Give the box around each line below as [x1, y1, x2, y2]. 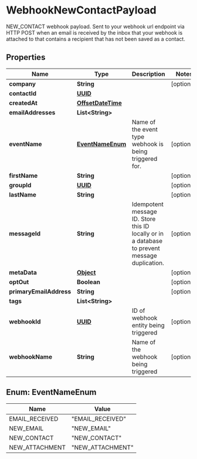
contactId [9, 89, 37, 97]
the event [131, 125, 158, 133]
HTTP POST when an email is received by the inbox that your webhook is [6, 29, 183, 36]
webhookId [9, 318, 41, 326]
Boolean [76, 278, 101, 286]
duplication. [131, 259, 164, 267]
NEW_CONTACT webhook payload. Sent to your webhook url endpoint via [6, 23, 185, 30]
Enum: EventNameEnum [6, 387, 97, 397]
